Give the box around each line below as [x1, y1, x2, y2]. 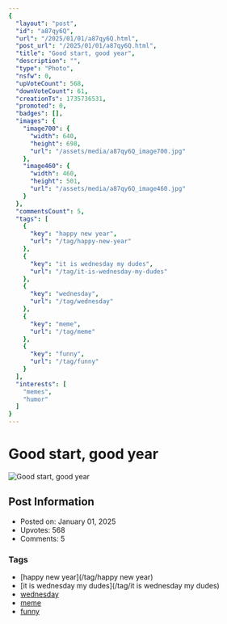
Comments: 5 [19, 533, 65, 543]
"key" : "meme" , [29, 320, 82, 328]
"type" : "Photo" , [15, 65, 74, 73]
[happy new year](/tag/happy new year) [19, 572, 153, 582]
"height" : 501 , [29, 177, 82, 186]
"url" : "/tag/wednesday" [29, 297, 114, 306]
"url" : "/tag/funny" [29, 357, 99, 366]
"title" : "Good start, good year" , [15, 49, 136, 57]
